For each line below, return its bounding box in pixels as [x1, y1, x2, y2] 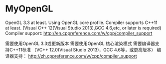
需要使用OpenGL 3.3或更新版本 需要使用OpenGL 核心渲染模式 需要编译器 [5, 40, 156, 46]
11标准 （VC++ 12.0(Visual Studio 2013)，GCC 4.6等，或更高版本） [18, 46, 156, 52]
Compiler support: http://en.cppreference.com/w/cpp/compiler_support [5, 30, 153, 36]
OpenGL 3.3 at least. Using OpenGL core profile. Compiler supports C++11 [5, 19, 158, 25]
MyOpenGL [5, 3, 53, 14]
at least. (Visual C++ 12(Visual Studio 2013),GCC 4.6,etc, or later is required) [5, 24, 162, 30]
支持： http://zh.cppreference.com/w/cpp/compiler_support [13, 53, 137, 59]
